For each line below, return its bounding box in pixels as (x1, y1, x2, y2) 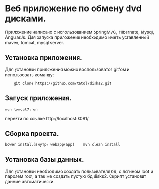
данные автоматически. (5, 179, 55, 185)
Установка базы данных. (5, 156, 84, 164)
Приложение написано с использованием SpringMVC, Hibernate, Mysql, (5, 29, 154, 35)
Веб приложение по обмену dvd (5, 3, 142, 14)
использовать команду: (5, 71, 54, 78)
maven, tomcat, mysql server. (5, 39, 64, 45)
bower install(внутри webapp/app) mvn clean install (5, 142, 120, 147)
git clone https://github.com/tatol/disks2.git (14, 81, 111, 86)
